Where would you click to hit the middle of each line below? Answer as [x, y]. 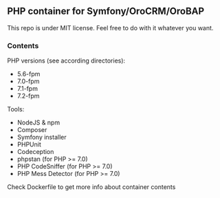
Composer [32, 130]
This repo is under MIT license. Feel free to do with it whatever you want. [110, 27]
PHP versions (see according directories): [66, 60]
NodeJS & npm [38, 122]
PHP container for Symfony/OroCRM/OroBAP [106, 11]
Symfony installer [42, 137]
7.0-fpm [28, 81]
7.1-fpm [27, 89]
